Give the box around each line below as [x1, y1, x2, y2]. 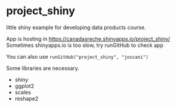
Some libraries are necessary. [6, 64, 79, 72]
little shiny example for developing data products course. [6, 24, 146, 31]
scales [14, 88, 32, 96]
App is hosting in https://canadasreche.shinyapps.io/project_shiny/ [6, 35, 170, 42]
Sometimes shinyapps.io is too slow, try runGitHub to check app [6, 42, 163, 49]
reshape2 [14, 95, 39, 102]
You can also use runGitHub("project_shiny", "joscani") [6, 53, 149, 60]
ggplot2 [14, 82, 35, 90]
